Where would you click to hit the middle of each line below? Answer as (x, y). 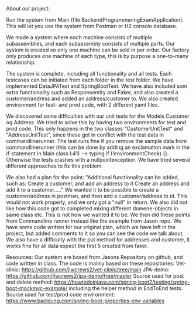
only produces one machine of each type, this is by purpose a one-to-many (97, 56)
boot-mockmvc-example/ (37, 288)
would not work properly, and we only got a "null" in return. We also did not (97, 202)
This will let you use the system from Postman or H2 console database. (92, 26)
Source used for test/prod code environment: (61, 294)
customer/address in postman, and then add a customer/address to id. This (97, 196)
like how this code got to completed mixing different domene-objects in (92, 208)
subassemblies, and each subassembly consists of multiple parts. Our (91, 44)
